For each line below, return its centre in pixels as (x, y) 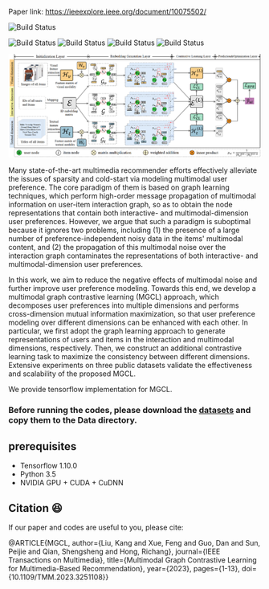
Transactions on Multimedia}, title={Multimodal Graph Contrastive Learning (132, 560)
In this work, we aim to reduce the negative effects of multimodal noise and (133, 280)
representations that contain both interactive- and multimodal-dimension (128, 213)
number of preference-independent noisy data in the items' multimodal (126, 239)
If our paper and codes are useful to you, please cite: (96, 527)
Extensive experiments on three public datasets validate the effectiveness (130, 366)
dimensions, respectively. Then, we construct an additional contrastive (125, 348)
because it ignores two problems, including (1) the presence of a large (124, 230)
